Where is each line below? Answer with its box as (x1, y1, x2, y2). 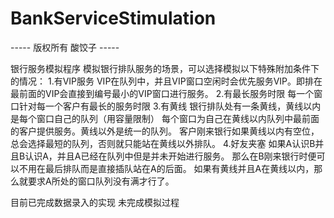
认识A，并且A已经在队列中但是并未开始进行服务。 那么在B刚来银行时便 (24, 150, 317, 162)
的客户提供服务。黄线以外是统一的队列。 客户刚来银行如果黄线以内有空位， (10, 125, 320, 137)
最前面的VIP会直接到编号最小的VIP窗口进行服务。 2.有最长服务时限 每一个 (10, 87, 315, 99)
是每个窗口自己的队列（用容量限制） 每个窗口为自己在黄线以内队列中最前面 (10, 112, 320, 124)
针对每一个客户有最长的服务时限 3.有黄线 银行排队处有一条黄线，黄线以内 (18, 100, 322, 112)
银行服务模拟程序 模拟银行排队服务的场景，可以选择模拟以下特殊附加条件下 (10, 62, 320, 74)
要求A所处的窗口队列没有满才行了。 (27, 175, 175, 187)
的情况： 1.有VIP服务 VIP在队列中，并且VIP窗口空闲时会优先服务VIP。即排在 (10, 75, 323, 87)
